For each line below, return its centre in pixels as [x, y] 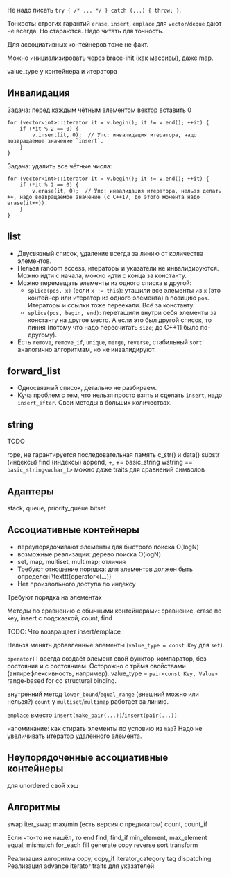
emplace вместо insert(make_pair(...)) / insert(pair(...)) [92, 715]
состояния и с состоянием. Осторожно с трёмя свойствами [96, 666]
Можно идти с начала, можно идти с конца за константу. [102, 275]
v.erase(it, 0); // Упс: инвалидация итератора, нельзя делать [127, 191]
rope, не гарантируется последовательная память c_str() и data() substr [113, 455]
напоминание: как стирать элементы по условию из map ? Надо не [105, 728]
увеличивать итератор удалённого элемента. [75, 736]
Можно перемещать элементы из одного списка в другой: [104, 283]
